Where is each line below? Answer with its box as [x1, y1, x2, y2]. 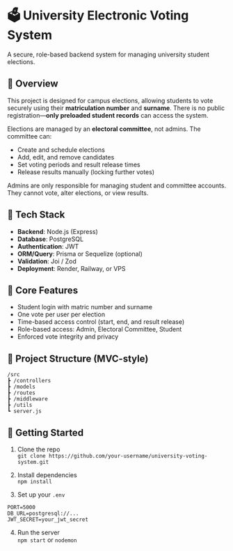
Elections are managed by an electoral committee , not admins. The [7, 125, 201, 133]
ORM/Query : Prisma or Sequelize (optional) [17, 249, 143, 258]
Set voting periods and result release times [17, 160, 140, 169]
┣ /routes [7, 389, 36, 396]
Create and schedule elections [17, 146, 106, 154]
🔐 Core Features [7, 284, 79, 296]
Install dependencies [17, 471, 78, 479]
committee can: [7, 132, 52, 140]
